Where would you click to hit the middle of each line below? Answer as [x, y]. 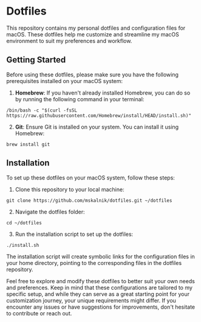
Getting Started [36, 60]
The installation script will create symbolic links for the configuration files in [101, 257]
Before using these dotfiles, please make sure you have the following [93, 75]
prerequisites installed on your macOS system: [65, 81]
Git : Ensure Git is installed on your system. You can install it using [97, 127]
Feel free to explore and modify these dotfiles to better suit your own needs [101, 281]
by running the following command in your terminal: [80, 99]
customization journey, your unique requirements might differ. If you [91, 300]
